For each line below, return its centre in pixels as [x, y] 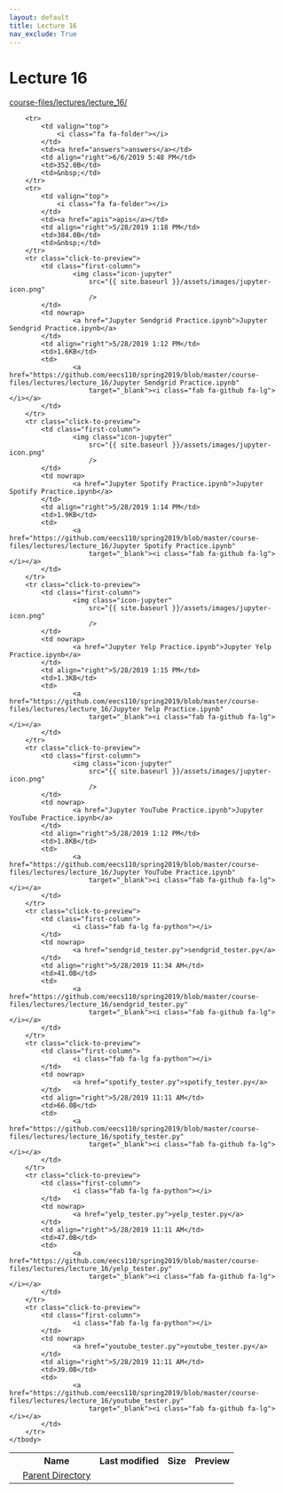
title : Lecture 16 [43, 26]
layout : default [39, 17]
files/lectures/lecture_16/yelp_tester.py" [91, 1269]
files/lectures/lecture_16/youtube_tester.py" [97, 1401]
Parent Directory [57, 1475]
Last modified [129, 1461]
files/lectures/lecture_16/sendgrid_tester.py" [99, 1005]
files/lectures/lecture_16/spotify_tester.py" [97, 1137]
